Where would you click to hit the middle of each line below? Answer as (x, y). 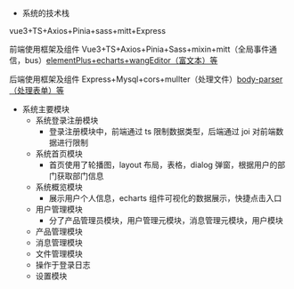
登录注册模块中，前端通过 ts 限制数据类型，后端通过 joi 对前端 (162, 131)
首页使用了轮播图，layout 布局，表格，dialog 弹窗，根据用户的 (163, 165)
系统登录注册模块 (67, 120)
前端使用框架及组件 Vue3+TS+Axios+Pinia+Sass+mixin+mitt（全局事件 (139, 49)
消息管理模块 (59, 242)
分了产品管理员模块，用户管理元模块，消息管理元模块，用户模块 (166, 220)
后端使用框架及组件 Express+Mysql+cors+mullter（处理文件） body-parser (146, 79)
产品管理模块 (59, 231)
